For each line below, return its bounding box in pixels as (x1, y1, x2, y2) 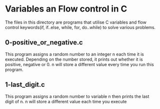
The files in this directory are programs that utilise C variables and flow (5, 19, 147, 25)
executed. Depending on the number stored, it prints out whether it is (5, 56, 143, 62)
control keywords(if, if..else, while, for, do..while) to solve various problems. (5, 24, 156, 30)
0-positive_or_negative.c (5, 39, 83, 47)
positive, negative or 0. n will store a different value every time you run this (5, 61, 154, 67)
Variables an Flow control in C (5, 3, 128, 14)
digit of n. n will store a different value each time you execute (5, 98, 127, 104)
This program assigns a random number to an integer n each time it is (5, 51, 144, 57)
